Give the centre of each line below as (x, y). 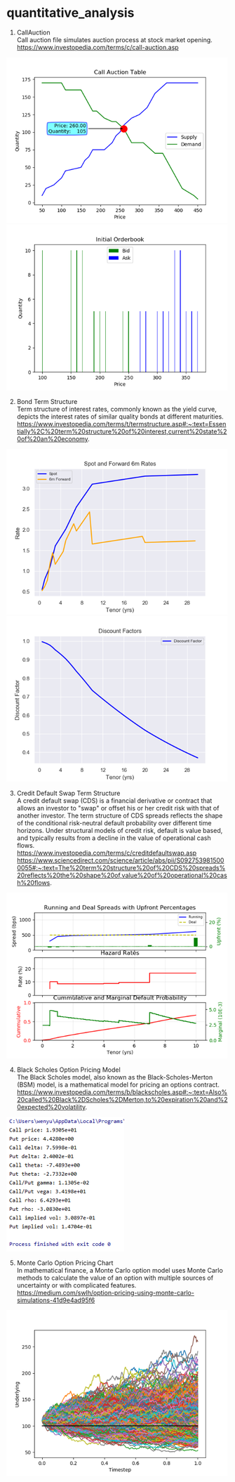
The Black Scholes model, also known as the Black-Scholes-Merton (115, 1077)
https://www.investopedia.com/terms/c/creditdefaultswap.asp (107, 853)
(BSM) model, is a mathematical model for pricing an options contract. (118, 1084)
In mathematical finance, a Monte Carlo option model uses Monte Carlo (120, 1270)
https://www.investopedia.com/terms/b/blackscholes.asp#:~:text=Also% (122, 1092)
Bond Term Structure (47, 401)
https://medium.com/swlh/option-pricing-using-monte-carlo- (105, 1292)
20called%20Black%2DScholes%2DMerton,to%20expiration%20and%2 (122, 1099)
